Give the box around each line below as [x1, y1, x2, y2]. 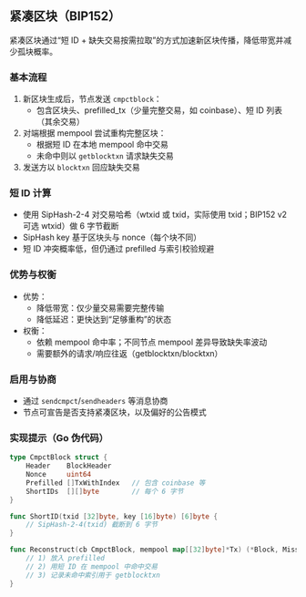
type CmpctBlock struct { [9, 453, 107, 462]
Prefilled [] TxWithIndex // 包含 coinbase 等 [25, 478, 206, 488]
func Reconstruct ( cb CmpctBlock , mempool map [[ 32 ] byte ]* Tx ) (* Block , [9, 545, 280, 554]
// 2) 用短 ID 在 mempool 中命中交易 [25, 561, 158, 571]
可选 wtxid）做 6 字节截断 [22, 221, 119, 232]
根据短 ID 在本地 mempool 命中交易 [36, 139, 168, 150]
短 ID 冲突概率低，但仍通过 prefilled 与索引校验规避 [22, 243, 215, 254]
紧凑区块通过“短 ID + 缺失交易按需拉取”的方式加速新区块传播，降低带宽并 [9, 35, 284, 46]
